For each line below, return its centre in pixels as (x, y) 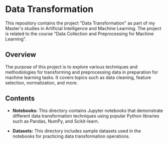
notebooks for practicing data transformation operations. (71, 136)
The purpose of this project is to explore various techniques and (71, 66)
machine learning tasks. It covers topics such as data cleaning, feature (78, 77)
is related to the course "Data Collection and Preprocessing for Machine (79, 33)
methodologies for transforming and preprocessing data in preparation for (82, 72)
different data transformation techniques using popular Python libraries (86, 115)
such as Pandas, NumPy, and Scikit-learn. (56, 121)
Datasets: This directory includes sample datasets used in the (77, 130)
